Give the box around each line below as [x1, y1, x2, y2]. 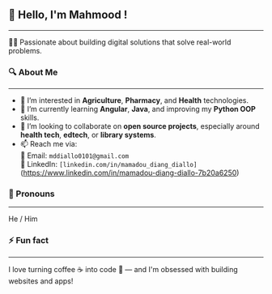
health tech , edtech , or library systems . [19, 130, 156, 140]
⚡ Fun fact [8, 235, 49, 246]
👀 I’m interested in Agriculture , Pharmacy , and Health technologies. [19, 96, 249, 105]
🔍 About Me [8, 66, 58, 78]
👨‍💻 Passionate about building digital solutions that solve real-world [8, 37, 232, 47]
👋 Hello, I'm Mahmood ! [8, 8, 128, 22]
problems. [8, 45, 42, 55]
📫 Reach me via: [19, 139, 78, 149]
